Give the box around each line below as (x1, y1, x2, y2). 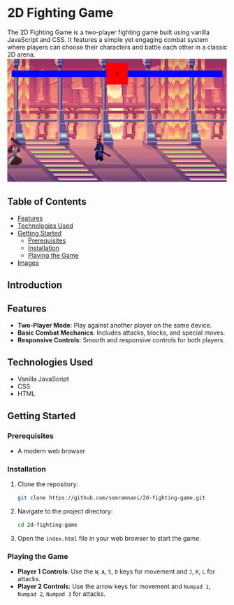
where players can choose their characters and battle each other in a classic (7, 43, 228, 51)
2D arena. (7, 50, 36, 59)
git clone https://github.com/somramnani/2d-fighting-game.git (17, 495, 206, 502)
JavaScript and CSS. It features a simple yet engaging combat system (7, 35, 208, 43)
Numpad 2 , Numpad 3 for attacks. (17, 590, 106, 598)
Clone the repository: (17, 480, 79, 488)
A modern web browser (17, 446, 86, 455)
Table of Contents (7, 196, 87, 207)
